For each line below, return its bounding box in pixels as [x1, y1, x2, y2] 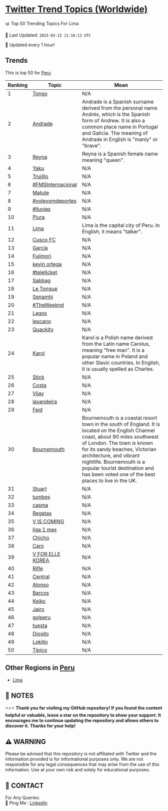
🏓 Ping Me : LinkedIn [5, 800, 47, 806]
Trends [5, 56, 28, 65]
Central [32, 573, 50, 580]
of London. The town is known [81, 439, 153, 446]
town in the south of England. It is [81, 421, 160, 428]
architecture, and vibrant [81, 452, 140, 459]
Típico [32, 646, 47, 653]
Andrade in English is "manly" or [81, 136, 158, 143]
